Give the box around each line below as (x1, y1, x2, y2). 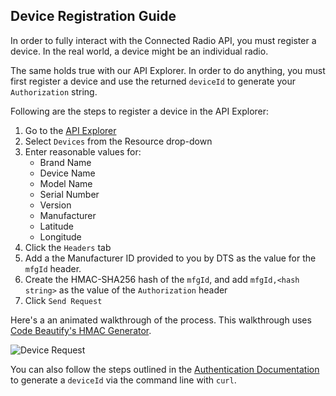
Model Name (39, 177, 93, 189)
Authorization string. (10, 85, 98, 98)
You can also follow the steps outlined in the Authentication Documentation (10, 363, 320, 375)
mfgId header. (24, 262, 82, 274)
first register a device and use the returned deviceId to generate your (10, 75, 296, 87)
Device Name (39, 167, 96, 179)
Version (39, 199, 72, 211)
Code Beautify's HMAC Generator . (10, 324, 152, 336)
